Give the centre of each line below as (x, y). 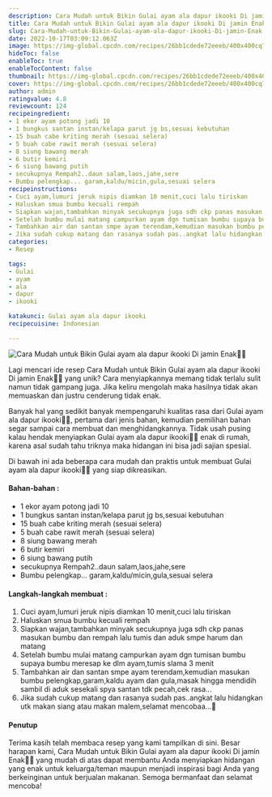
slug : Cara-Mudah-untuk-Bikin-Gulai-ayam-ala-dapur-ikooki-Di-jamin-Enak (136, 31)
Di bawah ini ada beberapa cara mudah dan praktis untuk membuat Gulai (130, 461)
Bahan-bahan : (34, 488)
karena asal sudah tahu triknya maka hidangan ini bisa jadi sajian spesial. (130, 445)
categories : (28, 242)
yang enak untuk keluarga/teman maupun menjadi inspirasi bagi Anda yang (134, 769)
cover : (19, 83)
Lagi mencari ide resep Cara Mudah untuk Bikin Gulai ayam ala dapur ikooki (134, 369)
